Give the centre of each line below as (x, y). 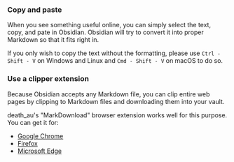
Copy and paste (35, 10)
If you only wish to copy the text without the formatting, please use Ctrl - (114, 53)
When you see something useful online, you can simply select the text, (109, 25)
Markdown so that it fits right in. (53, 40)
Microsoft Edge (40, 151)
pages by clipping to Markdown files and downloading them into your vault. (116, 101)
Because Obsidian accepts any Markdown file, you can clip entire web (109, 94)
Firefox (28, 143)
